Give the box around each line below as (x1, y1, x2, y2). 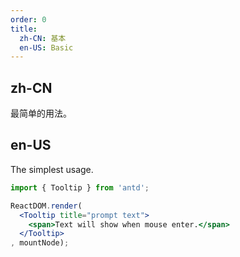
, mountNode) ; (10, 238, 70, 248)
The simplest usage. (10, 163, 94, 175)
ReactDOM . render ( (10, 201, 83, 211)
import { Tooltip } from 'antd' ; (10, 182, 150, 193)
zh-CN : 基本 (19, 33, 67, 43)
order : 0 (10, 14, 47, 25)
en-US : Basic (19, 42, 74, 53)
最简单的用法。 (10, 107, 72, 120)
